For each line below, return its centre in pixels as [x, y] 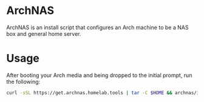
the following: [23, 81]
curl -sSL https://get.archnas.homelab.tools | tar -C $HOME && [89, 93]
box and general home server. [44, 33]
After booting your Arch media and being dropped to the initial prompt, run [99, 75]
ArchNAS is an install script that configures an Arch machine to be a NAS [97, 27]
